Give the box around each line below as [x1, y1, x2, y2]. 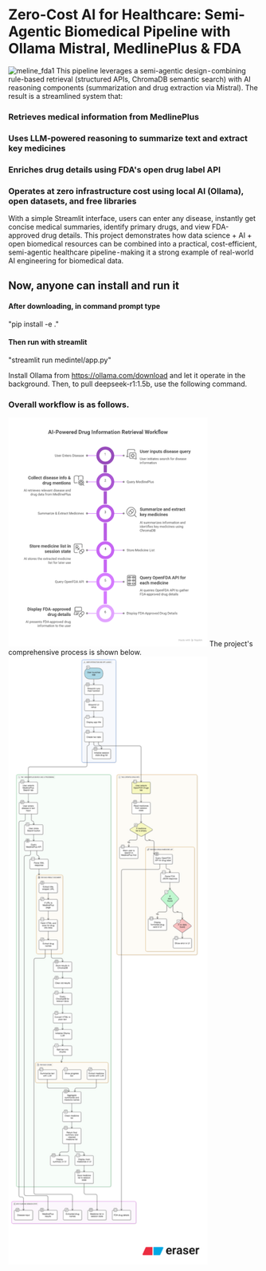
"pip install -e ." [8, 319, 60, 329]
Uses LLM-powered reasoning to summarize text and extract [8, 132, 248, 144]
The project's [209, 638, 253, 648]
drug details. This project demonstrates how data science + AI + [41, 231, 252, 240]
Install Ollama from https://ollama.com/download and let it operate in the [8, 370, 246, 380]
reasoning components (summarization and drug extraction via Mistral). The [8, 82, 259, 93]
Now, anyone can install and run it [8, 279, 180, 293]
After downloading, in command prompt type [8, 301, 161, 310]
